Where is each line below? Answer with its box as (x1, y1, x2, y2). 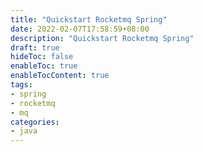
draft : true (10, 42, 60, 53)
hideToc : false (10, 52, 74, 62)
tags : (10, 80, 33, 90)
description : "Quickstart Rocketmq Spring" (10, 33, 195, 43)
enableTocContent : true (10, 71, 110, 81)
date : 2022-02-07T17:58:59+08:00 (10, 24, 150, 34)
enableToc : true (10, 61, 78, 71)
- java (10, 126, 38, 136)
